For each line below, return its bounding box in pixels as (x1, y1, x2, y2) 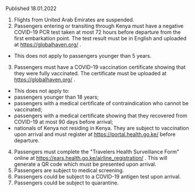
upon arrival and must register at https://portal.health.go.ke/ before (13, 131, 176, 138)
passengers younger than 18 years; (13, 93, 99, 100)
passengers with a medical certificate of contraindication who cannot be (13, 100, 189, 107)
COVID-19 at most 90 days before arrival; (13, 118, 113, 125)
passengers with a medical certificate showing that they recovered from (13, 112, 187, 119)
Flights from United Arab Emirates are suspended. (13, 16, 135, 23)
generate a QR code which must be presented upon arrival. (13, 160, 157, 167)
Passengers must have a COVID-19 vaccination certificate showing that (13, 64, 186, 71)
